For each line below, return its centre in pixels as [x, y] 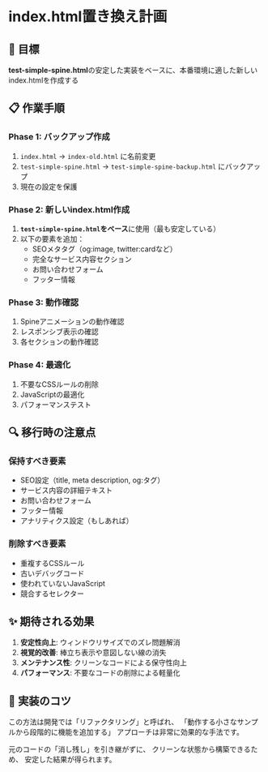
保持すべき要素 [37, 461]
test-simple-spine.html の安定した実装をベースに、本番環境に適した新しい [133, 70]
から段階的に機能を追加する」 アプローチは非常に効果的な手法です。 [130, 732]
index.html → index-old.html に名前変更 [88, 156]
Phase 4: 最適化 [40, 365]
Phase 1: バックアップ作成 [60, 137]
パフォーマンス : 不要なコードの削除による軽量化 [100, 673]
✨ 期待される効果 [51, 621]
